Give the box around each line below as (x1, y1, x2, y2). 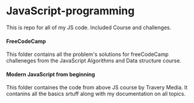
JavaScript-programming (6, 4, 135, 18)
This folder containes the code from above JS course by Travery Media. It (6, 84, 188, 91)
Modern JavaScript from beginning (6, 70, 96, 78)
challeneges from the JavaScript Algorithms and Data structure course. (6, 57, 181, 64)
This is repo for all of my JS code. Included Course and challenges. (6, 24, 171, 31)
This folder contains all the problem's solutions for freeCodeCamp (6, 51, 169, 58)
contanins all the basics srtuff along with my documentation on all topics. (6, 90, 186, 98)
